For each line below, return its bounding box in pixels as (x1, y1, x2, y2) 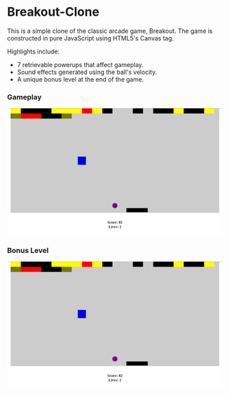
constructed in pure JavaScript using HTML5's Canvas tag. (7, 34, 175, 42)
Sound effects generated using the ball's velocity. (16, 68, 157, 76)
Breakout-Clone (7, 4, 100, 20)
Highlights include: (7, 47, 60, 56)
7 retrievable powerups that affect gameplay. (16, 60, 144, 69)
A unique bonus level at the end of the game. (16, 75, 144, 83)
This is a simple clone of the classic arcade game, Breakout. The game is (7, 27, 214, 35)
